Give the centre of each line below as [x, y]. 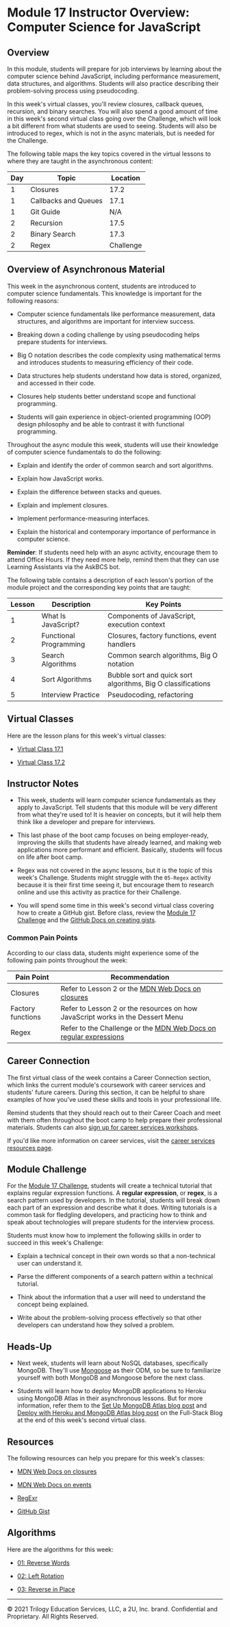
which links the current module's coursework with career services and [106, 1085]
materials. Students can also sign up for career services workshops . [103, 1127]
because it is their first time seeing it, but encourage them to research [115, 885]
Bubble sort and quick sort [150, 675]
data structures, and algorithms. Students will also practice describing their [113, 83]
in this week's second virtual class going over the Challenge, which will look [114, 119]
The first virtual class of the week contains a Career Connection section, [109, 1077]
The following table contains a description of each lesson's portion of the [110, 580]
